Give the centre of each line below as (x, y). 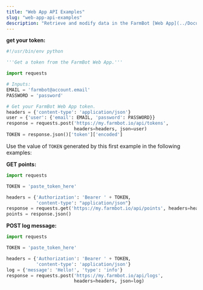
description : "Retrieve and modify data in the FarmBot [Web (85, 23)
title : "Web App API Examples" (46, 12)
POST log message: (31, 226)
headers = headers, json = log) (109, 281)
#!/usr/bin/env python (35, 51)
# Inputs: (19, 84)
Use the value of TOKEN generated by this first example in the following (93, 146)
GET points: (21, 164)
